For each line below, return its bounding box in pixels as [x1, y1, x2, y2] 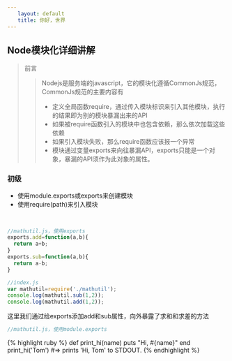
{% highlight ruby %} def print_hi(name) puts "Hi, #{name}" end [7, 339, 191, 347]
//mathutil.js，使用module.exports [7, 326, 107, 333]
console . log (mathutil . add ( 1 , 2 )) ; [7, 298, 105, 306]
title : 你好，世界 [17, 17, 66, 24]
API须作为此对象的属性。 [82, 155, 154, 163]
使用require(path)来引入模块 [17, 200, 99, 208]
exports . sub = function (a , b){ [7, 253, 89, 260]
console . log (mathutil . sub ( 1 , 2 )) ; [7, 292, 105, 299]
